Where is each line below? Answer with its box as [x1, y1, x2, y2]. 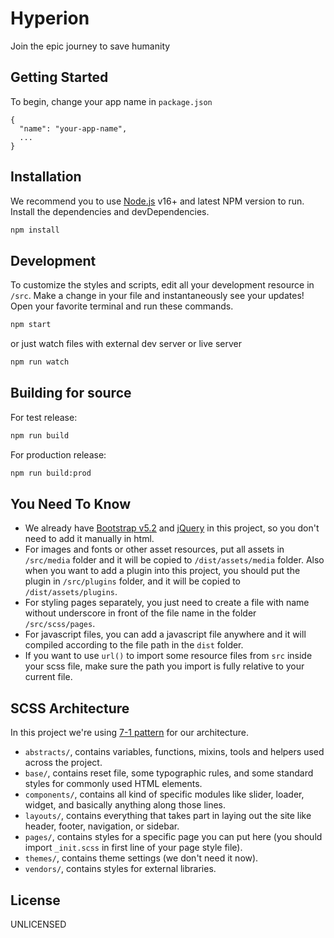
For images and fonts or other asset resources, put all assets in [24, 543, 285, 556]
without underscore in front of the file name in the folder [24, 607, 257, 619]
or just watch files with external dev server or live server [10, 338, 242, 350]
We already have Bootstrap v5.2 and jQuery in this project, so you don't [24, 522, 320, 534]
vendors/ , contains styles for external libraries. [24, 863, 217, 875]
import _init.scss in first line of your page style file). [24, 842, 243, 854]
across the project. [24, 757, 103, 769]
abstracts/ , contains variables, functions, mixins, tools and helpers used [24, 746, 325, 758]
